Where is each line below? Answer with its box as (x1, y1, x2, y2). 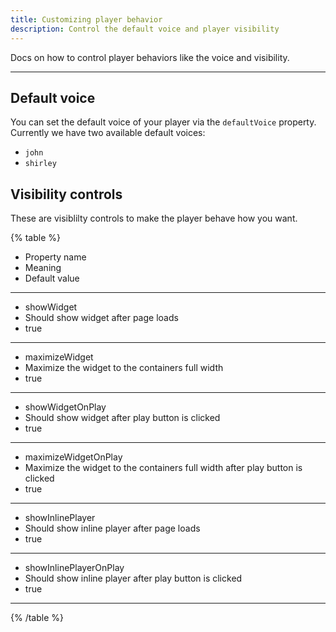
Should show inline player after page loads (24, 522, 201, 535)
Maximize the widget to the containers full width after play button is (24, 462, 303, 474)
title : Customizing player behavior (10, 14, 163, 25)
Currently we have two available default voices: (10, 127, 206, 139)
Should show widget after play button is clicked (24, 412, 221, 424)
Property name (24, 251, 87, 263)
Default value (24, 272, 80, 285)
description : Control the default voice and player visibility (10, 24, 280, 34)
